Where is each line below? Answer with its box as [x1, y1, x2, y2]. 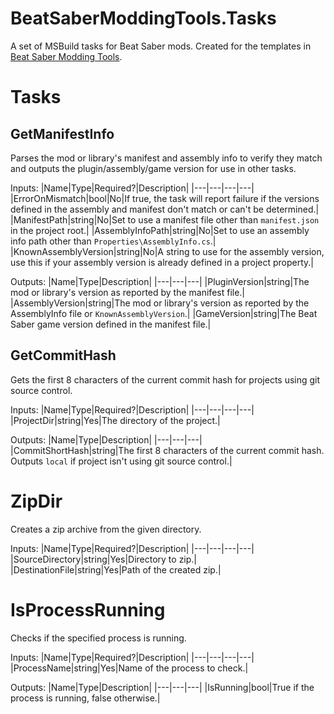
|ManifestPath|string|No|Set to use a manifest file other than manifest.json [10, 213, 320, 226]
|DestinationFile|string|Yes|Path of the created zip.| [10, 563, 222, 576]
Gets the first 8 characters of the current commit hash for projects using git [10, 373, 321, 386]
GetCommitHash [10, 347, 117, 364]
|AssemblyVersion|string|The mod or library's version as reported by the [10, 297, 310, 309]
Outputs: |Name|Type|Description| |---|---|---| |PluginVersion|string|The [10, 275, 310, 287]
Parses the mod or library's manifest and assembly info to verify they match [10, 152, 323, 164]
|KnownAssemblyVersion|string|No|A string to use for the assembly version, [10, 245, 325, 257]
